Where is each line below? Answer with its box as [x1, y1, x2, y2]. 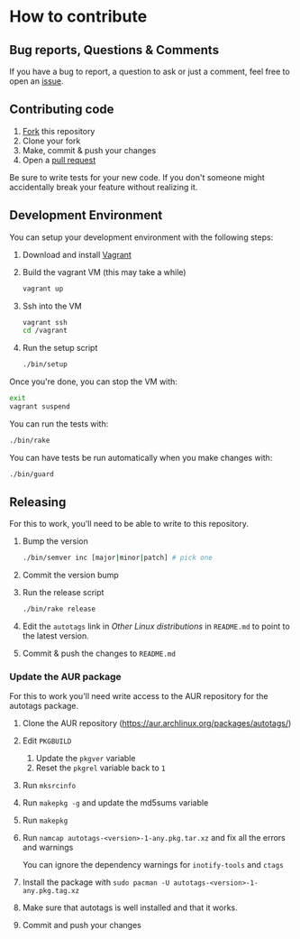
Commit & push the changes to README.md [22, 648, 176, 659]
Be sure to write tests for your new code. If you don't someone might [9, 171, 266, 182]
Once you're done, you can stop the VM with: [9, 376, 178, 387]
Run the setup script [22, 343, 98, 354]
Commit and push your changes [22, 920, 141, 931]
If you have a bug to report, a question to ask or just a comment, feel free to [9, 66, 290, 77]
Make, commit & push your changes [22, 144, 157, 155]
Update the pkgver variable [35, 753, 136, 764]
